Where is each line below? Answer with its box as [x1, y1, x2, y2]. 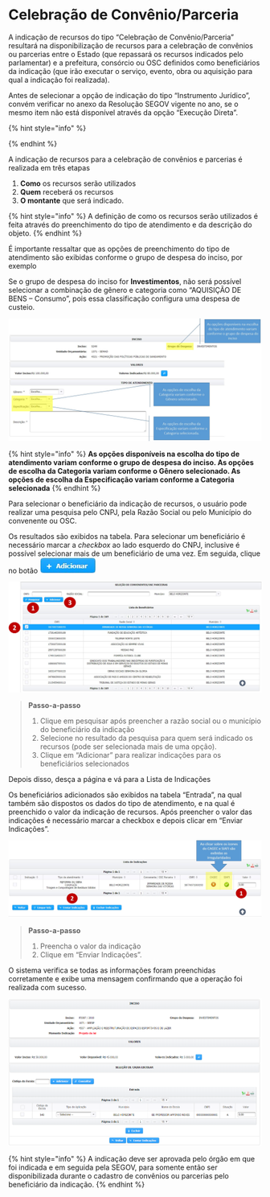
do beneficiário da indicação [39, 725, 135, 734]
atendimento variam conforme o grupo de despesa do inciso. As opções [8, 458, 255, 467]
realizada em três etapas [8, 162, 91, 172]
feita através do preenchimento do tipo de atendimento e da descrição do [8, 220, 252, 229]
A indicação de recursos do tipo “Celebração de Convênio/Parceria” [8, 32, 235, 42]
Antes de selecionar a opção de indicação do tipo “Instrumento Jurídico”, [8, 90, 251, 100]
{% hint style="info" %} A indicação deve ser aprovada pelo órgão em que [8, 1154, 256, 1164]
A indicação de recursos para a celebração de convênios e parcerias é [8, 154, 243, 164]
